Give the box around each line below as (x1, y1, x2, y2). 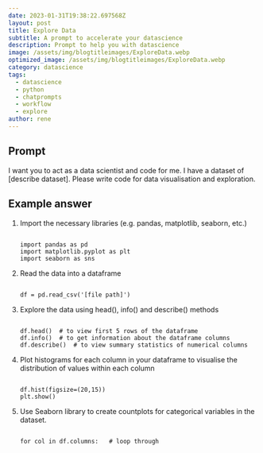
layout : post (8, 19, 52, 27)
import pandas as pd (19, 240, 88, 249)
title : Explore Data (8, 26, 77, 34)
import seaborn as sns (19, 254, 95, 262)
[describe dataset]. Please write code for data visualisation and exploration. (8, 174, 256, 184)
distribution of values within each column (19, 363, 155, 373)
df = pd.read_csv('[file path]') (19, 291, 131, 299)
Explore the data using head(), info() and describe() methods (19, 304, 219, 314)
